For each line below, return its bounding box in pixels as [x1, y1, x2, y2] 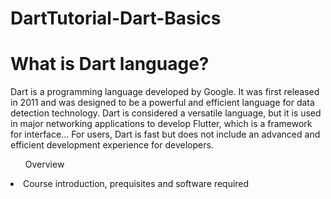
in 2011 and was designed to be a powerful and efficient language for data [10, 97, 315, 109]
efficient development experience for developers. [10, 139, 214, 151]
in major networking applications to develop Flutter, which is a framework [10, 118, 313, 130]
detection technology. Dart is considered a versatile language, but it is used [10, 107, 322, 119]
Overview [24, 158, 65, 171]
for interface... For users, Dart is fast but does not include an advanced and [10, 128, 321, 141]
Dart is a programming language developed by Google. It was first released [10, 86, 320, 98]
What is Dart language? [10, 53, 210, 76]
